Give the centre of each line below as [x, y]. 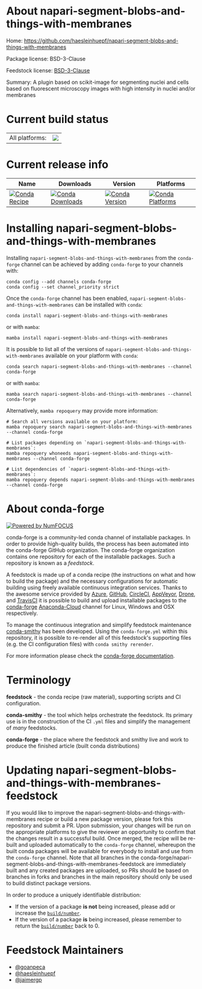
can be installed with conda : [109, 304]
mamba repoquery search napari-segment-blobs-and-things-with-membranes [99, 427]
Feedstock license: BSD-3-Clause [48, 70]
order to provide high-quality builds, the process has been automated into [98, 544]
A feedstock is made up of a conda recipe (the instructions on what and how [101, 574]
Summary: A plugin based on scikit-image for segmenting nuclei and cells [98, 82]
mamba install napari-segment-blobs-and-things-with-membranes [87, 338]
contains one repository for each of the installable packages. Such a [91, 556]
